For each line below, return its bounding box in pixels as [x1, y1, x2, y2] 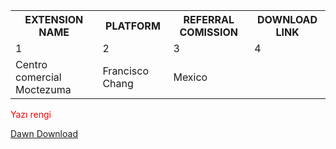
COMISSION [179, 25, 239, 39]
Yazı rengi [10, 109, 52, 120]
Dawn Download [10, 128, 78, 139]
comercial [15, 70, 62, 84]
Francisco [102, 64, 150, 78]
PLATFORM [105, 19, 161, 33]
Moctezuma [15, 83, 72, 96]
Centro [15, 58, 48, 71]
